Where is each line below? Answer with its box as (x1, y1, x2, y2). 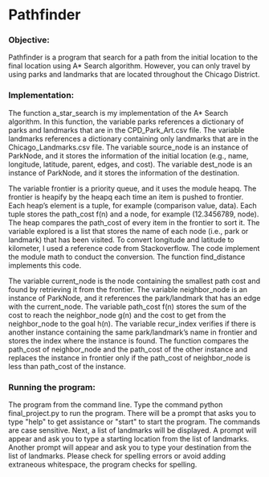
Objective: (8, 35, 50, 46)
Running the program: (8, 381, 96, 393)
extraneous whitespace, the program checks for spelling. (8, 460, 198, 470)
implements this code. (8, 260, 82, 270)
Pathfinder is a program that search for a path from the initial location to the (8, 52, 259, 62)
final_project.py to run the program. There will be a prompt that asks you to (8, 409, 257, 418)
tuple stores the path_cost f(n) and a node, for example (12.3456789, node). (8, 209, 259, 219)
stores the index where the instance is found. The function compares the (8, 335, 249, 345)
